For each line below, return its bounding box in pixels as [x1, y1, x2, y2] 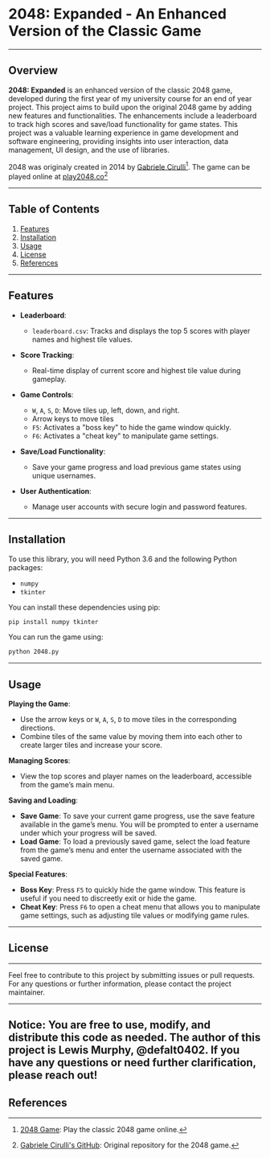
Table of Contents [8, 203, 100, 216]
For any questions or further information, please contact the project [8, 979, 231, 988]
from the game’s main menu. [19, 780, 115, 790]
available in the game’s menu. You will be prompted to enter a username [19, 819, 259, 829]
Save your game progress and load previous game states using [31, 462, 241, 471]
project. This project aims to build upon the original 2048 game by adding [8, 102, 252, 112]
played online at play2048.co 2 [8, 170, 108, 182]
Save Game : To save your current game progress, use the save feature [19, 811, 256, 821]
